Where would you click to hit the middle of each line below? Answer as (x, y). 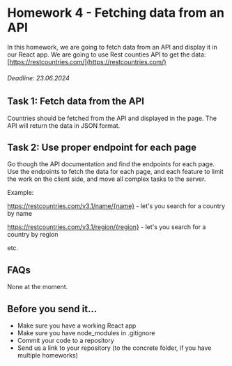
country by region (33, 235)
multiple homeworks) (48, 355)
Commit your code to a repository (66, 341)
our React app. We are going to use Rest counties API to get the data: (107, 54)
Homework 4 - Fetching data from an (116, 13)
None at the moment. (38, 287)
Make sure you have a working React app (77, 325)
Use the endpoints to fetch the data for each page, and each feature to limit (116, 172)
